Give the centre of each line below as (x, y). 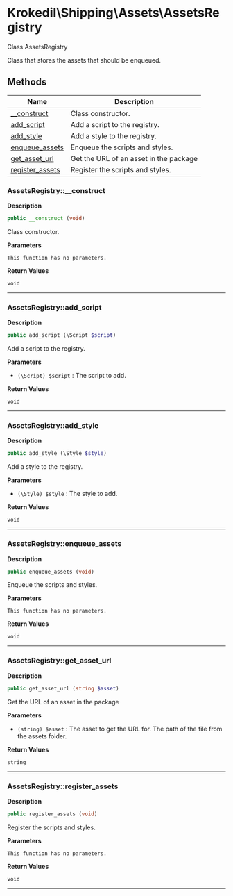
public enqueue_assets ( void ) (51, 572)
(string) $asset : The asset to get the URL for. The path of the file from (120, 729)
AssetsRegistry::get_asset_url (59, 661)
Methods (27, 82)
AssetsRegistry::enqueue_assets (64, 544)
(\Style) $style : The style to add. (67, 494)
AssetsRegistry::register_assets (63, 786)
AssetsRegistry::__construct (57, 190)
